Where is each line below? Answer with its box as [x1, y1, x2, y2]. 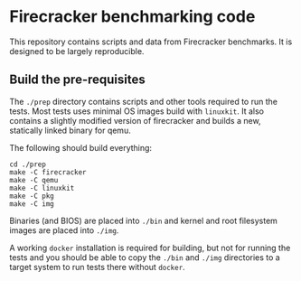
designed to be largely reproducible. [9, 45, 145, 56]
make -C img [9, 199, 54, 209]
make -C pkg [9, 192, 54, 201]
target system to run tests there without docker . [9, 261, 185, 272]
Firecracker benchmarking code [9, 6, 256, 27]
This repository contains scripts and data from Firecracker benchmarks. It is [9, 36, 293, 47]
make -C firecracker [9, 167, 88, 177]
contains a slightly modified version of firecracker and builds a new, [9, 115, 261, 126]
